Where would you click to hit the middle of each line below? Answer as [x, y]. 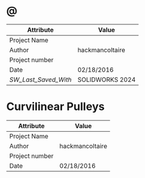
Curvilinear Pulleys [55, 107]
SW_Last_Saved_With [41, 80]
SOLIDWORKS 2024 [106, 80]
